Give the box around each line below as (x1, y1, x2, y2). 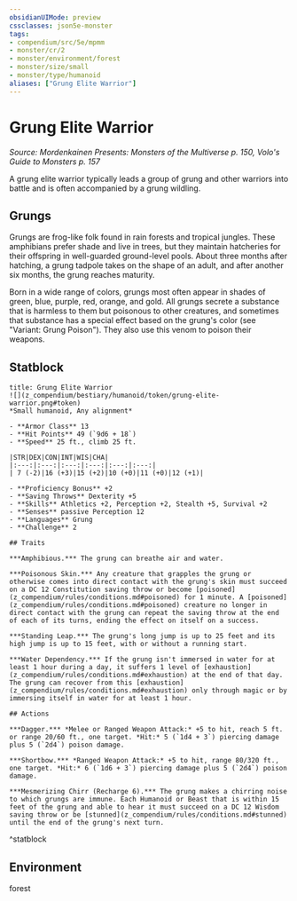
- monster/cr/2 (9, 46, 66, 55)
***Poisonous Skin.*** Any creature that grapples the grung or (9, 570, 252, 579)
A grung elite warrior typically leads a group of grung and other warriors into (9, 173, 289, 184)
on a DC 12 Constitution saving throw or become (9, 585, 192, 595)
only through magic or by (191, 686, 288, 695)
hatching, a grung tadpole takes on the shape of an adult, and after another (9, 260, 284, 271)
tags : (9, 29, 29, 38)
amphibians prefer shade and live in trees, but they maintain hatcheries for (9, 241, 281, 252)
